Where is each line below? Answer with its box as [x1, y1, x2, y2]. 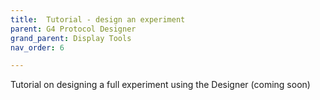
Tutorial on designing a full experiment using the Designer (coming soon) [10, 79, 311, 91]
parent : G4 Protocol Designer [10, 24, 137, 34]
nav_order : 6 [10, 42, 65, 53]
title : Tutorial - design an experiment [10, 14, 186, 25]
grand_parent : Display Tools [10, 33, 132, 43]
